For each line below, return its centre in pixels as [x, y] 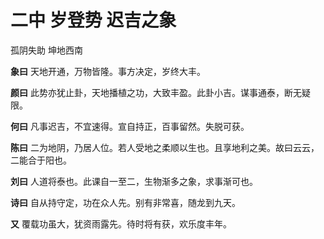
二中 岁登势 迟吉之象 [93, 20]
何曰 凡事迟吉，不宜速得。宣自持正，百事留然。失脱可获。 [130, 126]
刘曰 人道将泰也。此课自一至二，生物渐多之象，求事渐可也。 [134, 181]
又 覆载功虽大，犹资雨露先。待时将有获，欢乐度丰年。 [121, 223]
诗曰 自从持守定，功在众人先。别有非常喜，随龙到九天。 [125, 202]
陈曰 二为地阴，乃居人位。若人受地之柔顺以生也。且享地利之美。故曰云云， [165, 147]
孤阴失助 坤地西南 [46, 50]
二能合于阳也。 [41, 160]
